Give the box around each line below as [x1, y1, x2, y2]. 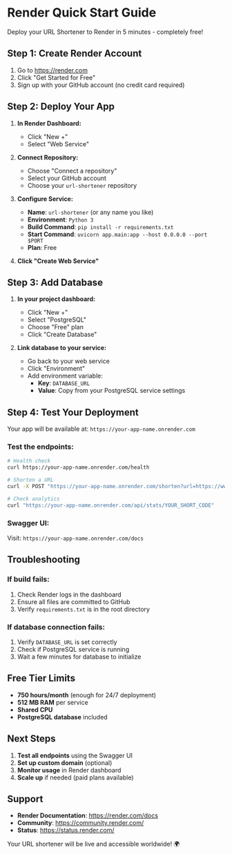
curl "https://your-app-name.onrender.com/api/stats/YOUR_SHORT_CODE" [7, 502, 215, 509]
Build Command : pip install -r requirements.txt [27, 222, 174, 231]
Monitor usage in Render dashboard [17, 766, 122, 774]
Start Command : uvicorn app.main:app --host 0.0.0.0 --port [27, 230, 208, 238]
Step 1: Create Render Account [7, 48, 142, 59]
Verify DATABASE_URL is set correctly [17, 638, 117, 646]
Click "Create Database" [27, 330, 97, 339]
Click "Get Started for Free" [17, 73, 96, 81]
